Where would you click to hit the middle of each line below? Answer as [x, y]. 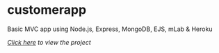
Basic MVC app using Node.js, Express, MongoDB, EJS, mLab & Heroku [110, 29]
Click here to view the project [49, 42]
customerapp [47, 10]
